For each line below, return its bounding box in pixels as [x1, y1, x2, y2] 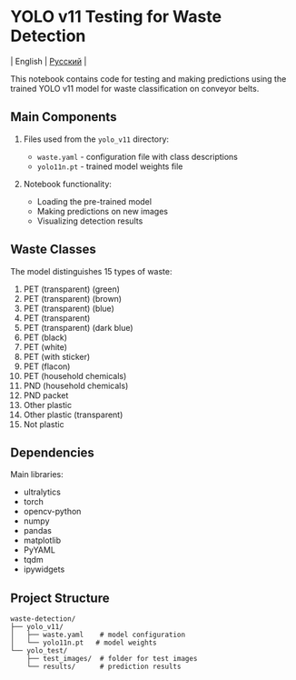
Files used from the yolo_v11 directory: [23, 134, 170, 145]
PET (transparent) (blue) [23, 303, 114, 314]
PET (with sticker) [23, 351, 91, 362]
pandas [23, 525, 53, 536]
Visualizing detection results [36, 215, 143, 226]
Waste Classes [10, 242, 96, 257]
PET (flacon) [23, 361, 71, 372]
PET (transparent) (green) [23, 284, 121, 295]
